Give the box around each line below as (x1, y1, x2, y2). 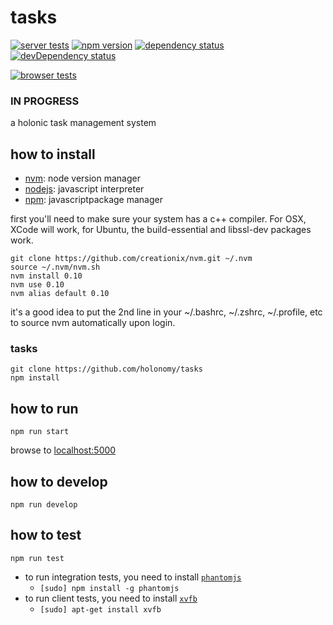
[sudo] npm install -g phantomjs (39, 583, 180, 593)
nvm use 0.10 (10, 280, 65, 290)
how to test (10, 527, 82, 544)
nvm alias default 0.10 (10, 289, 110, 299)
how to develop (10, 473, 108, 490)
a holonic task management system (10, 117, 157, 129)
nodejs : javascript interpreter (24, 183, 145, 195)
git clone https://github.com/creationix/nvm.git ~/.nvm (10, 254, 253, 264)
